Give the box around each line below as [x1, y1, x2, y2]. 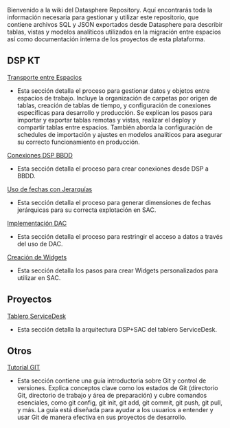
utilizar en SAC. [16, 273, 61, 281]
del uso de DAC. [16, 239, 63, 248]
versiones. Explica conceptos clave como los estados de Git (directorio [16, 384, 218, 392]
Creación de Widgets [7, 253, 67, 261]
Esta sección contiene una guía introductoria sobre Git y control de [16, 376, 207, 385]
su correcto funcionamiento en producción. [16, 138, 141, 146]
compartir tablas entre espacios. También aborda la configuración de [16, 123, 213, 131]
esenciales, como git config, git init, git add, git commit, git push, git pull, [16, 398, 223, 407]
